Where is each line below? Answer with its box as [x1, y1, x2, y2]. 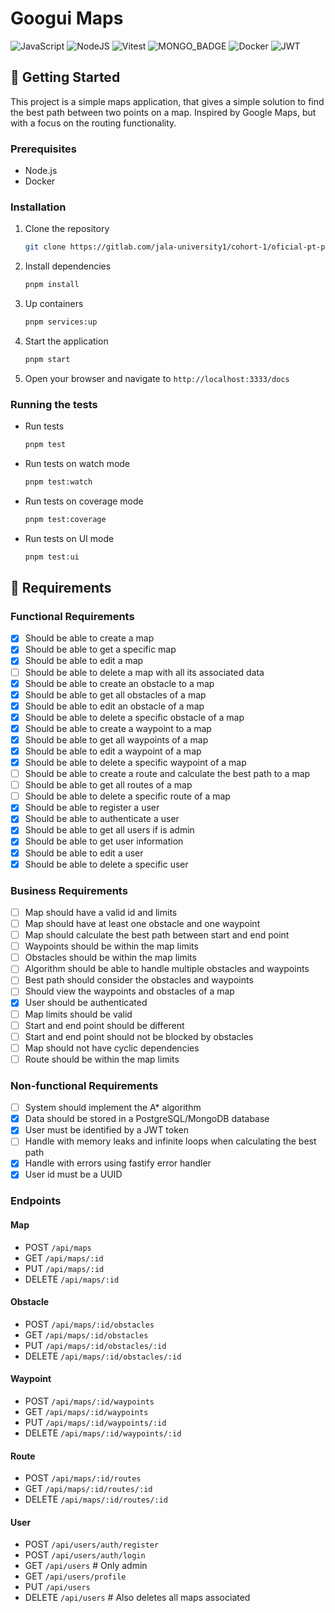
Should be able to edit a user [24, 847, 144, 859]
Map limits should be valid [24, 1008, 133, 1020]
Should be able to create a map [24, 632, 155, 644]
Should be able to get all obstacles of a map [24, 688, 207, 701]
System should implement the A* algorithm [24, 1102, 202, 1114]
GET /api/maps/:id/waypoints [24, 1406, 149, 1418]
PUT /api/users [24, 1581, 91, 1593]
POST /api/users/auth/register [24, 1538, 160, 1551]
